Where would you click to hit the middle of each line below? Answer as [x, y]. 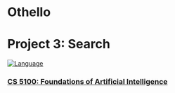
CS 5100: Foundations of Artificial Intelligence [87, 82]
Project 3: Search [59, 44]
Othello [29, 12]
